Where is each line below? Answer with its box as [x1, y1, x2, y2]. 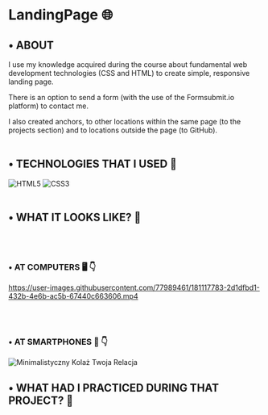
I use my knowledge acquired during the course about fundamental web [8, 60, 248, 69]
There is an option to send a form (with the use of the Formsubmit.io [8, 93, 235, 102]
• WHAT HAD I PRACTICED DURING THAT [8, 381, 220, 395]
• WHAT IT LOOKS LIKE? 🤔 [8, 211, 142, 224]
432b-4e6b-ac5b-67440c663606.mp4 [8, 291, 138, 300]
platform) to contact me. [8, 101, 89, 111]
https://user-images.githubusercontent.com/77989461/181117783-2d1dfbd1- [8, 283, 260, 292]
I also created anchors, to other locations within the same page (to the [8, 117, 241, 126]
